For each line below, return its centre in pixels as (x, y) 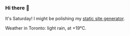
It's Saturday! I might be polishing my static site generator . (65, 19)
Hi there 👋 (17, 8)
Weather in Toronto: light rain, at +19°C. (46, 28)
